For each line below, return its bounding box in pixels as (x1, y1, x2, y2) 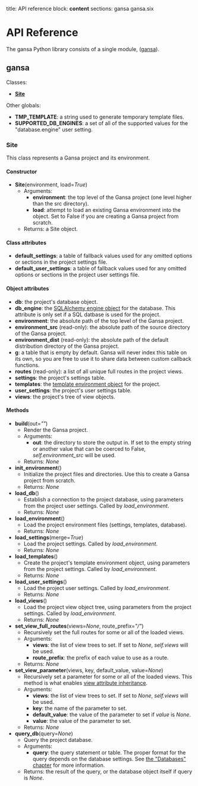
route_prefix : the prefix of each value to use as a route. (32, 654, 169, 661)
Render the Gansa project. (23, 426, 88, 433)
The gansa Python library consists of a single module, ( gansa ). (6, 45, 159, 52)
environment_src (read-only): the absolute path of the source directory (14, 323, 190, 330)
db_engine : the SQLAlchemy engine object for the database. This (14, 304, 176, 311)
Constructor (6, 168, 37, 175)
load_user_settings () (14, 578, 67, 585)
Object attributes (6, 285, 49, 292)
